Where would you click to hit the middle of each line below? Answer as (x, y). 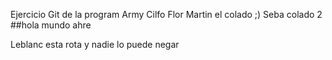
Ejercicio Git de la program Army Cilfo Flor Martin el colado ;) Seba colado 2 (166, 14)
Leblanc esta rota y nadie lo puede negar (95, 44)
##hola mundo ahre (51, 25)
